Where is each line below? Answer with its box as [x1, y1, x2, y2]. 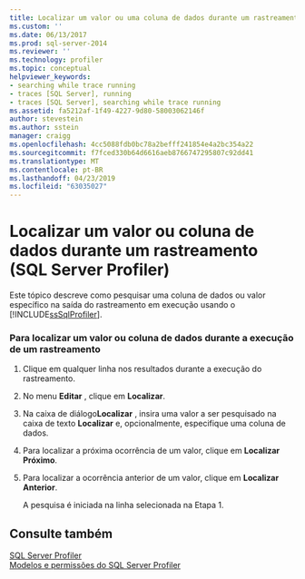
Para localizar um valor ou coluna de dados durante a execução [9, 331, 294, 344]
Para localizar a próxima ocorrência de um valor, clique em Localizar [22, 446, 280, 456]
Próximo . [22, 455, 57, 466]
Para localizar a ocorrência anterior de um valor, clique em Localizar [22, 473, 280, 484]
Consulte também [9, 525, 113, 541]
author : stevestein [9, 114, 84, 123]
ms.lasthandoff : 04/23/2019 [9, 173, 116, 182]
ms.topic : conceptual [9, 64, 92, 74]
